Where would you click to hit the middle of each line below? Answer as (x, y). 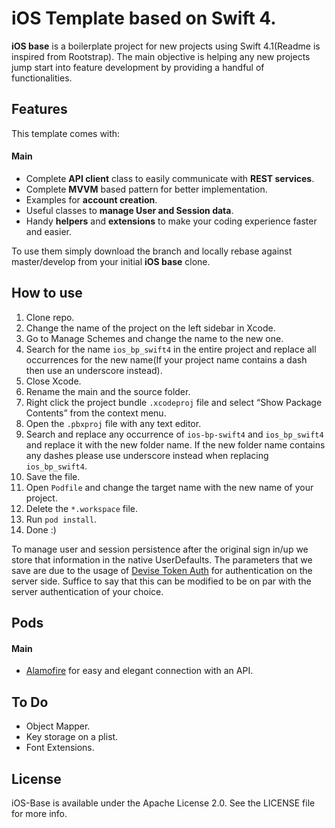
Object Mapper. (58, 726)
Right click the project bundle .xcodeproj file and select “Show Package (174, 402)
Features (39, 109)
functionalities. (42, 78)
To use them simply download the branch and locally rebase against (152, 251)
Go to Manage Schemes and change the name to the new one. (154, 338)
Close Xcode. (53, 381)
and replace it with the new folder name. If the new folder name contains (175, 444)
